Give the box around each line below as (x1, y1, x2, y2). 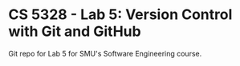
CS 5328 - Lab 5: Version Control (8, 6, 233, 24)
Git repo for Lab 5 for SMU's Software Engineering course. (8, 49, 202, 58)
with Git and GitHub (8, 22, 142, 41)
